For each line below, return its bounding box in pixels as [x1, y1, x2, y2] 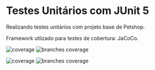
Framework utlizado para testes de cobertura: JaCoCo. [6, 34, 139, 41]
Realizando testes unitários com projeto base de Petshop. [6, 23, 145, 30]
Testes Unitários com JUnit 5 [6, 4, 149, 17]
